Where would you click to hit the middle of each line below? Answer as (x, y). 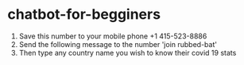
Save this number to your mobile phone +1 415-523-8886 (113, 36)
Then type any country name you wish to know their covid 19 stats (128, 52)
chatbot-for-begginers (84, 14)
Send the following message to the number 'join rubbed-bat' (118, 44)
